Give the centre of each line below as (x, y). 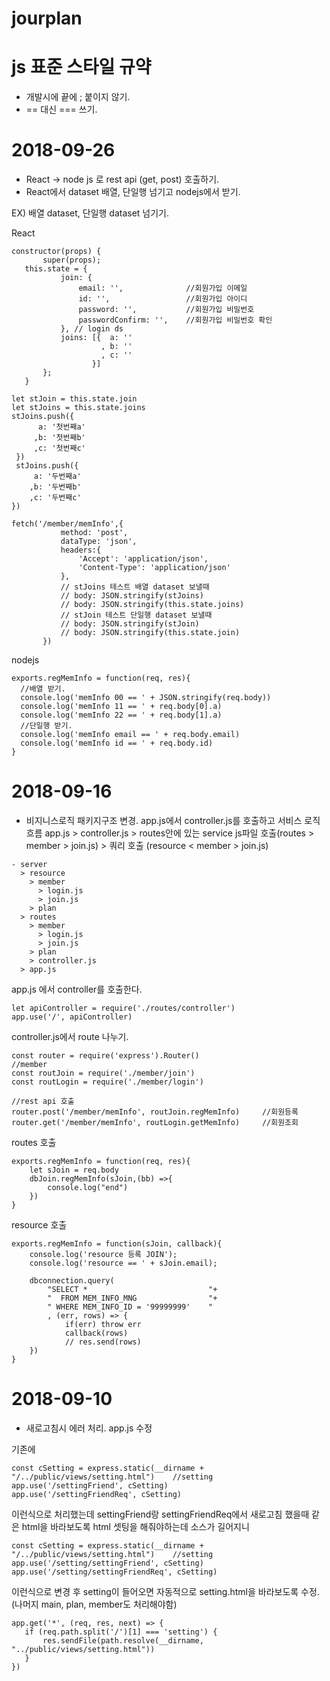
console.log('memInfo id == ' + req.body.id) (117, 743)
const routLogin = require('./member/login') (107, 1082)
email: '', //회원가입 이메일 (163, 288)
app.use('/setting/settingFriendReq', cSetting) (114, 1572)
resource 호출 (39, 1225)
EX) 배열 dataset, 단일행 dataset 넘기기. (90, 213)
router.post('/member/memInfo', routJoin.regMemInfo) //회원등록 (155, 1112)
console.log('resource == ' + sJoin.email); (123, 1263)
